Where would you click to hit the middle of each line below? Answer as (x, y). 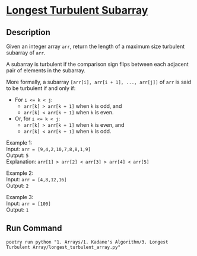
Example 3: (20, 197)
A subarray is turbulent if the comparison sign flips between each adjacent (97, 64)
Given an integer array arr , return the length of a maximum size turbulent (96, 46)
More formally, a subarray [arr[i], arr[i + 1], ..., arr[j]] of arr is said (99, 82)
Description (28, 32)
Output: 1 (18, 210)
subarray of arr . (26, 53)
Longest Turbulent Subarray (77, 10)
